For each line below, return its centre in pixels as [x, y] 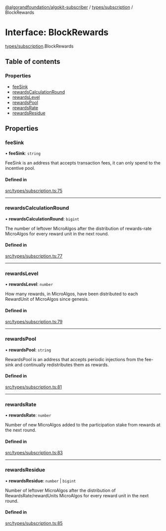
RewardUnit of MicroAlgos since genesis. [47, 299]
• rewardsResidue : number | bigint [41, 480]
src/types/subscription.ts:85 [34, 523]
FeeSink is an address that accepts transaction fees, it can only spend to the [83, 163]
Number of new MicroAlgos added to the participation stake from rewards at [83, 425]
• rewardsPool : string [28, 350]
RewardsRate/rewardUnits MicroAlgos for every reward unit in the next [77, 495]
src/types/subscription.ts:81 [34, 387]
